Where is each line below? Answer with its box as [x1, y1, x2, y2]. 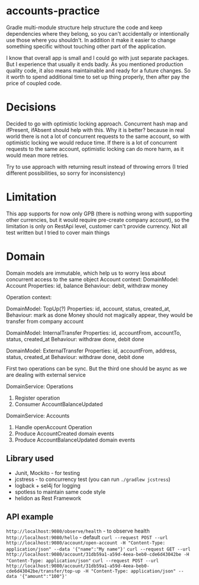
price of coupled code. [6, 79, 62, 87]
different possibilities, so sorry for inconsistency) [6, 169, 126, 177]
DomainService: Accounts [6, 412, 70, 419]
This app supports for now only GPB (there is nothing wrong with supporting [6, 210, 192, 217]
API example [6, 511, 54, 521]
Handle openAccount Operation [14, 423, 93, 430]
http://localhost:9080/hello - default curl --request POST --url [6, 534, 168, 541]
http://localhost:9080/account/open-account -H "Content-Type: [6, 540, 166, 546]
